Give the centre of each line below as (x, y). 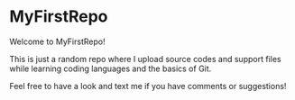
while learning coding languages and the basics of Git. (111, 68)
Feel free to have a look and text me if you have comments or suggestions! (148, 86)
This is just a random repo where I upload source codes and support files (145, 59)
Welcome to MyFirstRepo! (57, 41)
